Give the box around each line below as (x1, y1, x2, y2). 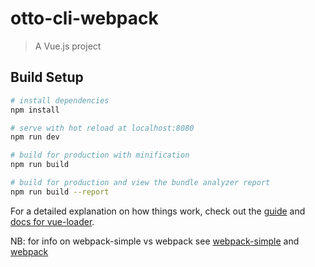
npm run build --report (10, 187, 110, 197)
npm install (10, 105, 60, 115)
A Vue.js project (34, 40, 102, 52)
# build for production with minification (10, 150, 190, 161)
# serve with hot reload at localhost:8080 (10, 123, 195, 133)
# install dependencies (10, 95, 110, 106)
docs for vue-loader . (10, 215, 95, 227)
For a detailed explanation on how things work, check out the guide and (10, 205, 306, 217)
